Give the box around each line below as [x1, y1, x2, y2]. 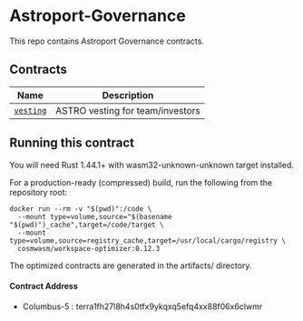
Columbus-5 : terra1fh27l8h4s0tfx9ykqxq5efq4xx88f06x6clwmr [22, 301, 263, 312]
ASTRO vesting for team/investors [55, 104, 201, 116]
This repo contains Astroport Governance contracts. [9, 35, 204, 46]
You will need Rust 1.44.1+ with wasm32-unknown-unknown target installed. [9, 159, 295, 170]
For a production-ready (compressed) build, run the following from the [9, 176, 273, 187]
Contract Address [9, 281, 79, 292]
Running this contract [9, 135, 134, 151]
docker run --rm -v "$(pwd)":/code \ [9, 204, 152, 214]
